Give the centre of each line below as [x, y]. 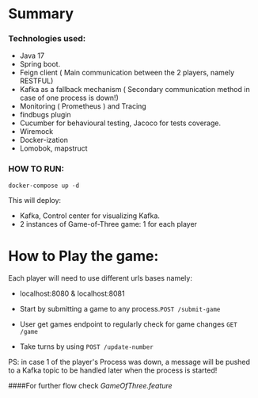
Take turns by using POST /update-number [87, 346]
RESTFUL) [36, 81]
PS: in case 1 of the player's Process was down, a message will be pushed [129, 362]
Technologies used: [47, 39]
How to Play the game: [83, 256]
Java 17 [32, 55]
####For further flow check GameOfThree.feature [90, 385]
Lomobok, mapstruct [54, 148]
